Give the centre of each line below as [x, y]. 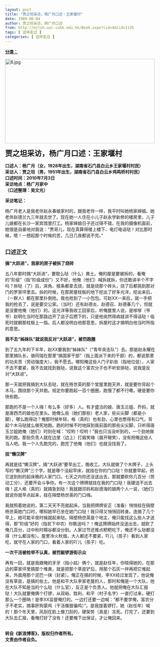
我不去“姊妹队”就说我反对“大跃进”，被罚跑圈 [50, 339]
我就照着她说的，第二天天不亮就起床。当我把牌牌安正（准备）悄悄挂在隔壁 [80, 505]
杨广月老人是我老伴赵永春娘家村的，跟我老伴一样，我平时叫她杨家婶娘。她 [80, 211]
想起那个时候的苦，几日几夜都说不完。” [65, 235]
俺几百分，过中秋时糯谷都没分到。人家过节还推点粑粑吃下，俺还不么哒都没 [80, 530]
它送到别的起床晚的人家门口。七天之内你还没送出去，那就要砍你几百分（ [78, 476]
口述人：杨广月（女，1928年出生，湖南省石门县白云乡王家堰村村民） [74, 166]
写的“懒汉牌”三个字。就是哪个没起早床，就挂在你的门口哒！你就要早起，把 [80, 470]
